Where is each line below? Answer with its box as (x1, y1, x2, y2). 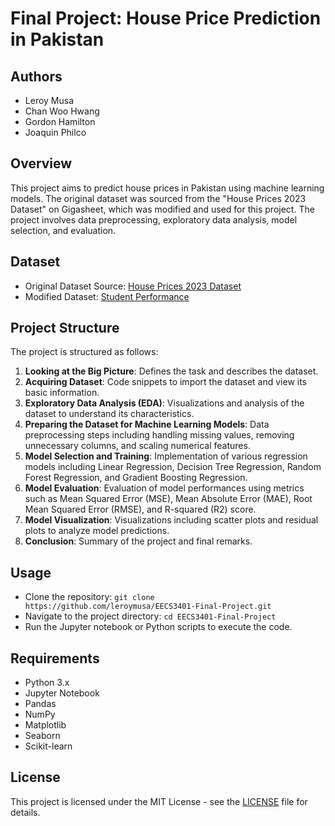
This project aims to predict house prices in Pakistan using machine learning (10, 182, 325, 194)
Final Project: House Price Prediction (10, 7, 322, 30)
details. (10, 806, 41, 818)
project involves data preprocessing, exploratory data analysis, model (10, 213, 298, 226)
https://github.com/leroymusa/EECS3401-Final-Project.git (24, 602, 272, 612)
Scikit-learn (24, 740, 73, 752)
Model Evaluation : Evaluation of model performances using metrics (24, 482, 305, 494)
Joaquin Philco (24, 127, 87, 138)
